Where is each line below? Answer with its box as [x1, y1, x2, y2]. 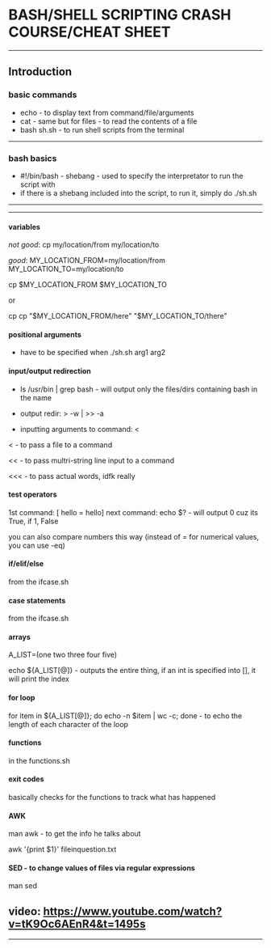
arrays [8, 632, 31, 641]
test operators [8, 489, 58, 499]
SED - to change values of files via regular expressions [8, 863, 195, 873]
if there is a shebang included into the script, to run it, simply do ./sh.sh [19, 188, 257, 197]
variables [8, 222, 40, 231]
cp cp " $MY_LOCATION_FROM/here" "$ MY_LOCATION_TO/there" [8, 311, 227, 321]
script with [19, 180, 56, 189]
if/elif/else [8, 559, 44, 569]
